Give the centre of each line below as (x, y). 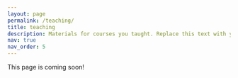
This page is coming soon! (46, 67)
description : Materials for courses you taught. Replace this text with (117, 34)
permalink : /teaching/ (41, 21)
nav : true (22, 40)
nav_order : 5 (27, 47)
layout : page (27, 14)
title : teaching (31, 27)
